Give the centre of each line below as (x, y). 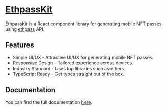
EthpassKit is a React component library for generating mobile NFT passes (83, 24)
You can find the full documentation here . (49, 102)
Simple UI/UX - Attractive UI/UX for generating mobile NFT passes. (83, 57)
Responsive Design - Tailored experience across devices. (73, 63)
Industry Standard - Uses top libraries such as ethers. (69, 68)
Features (20, 45)
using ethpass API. (25, 29)
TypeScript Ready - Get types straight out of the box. (68, 74)
